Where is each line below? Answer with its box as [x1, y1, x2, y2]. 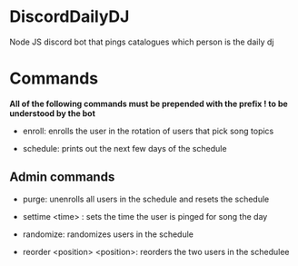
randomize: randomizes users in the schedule [22, 229, 194, 240]
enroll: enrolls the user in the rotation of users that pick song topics [22, 125, 274, 136]
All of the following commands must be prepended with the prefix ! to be [9, 98, 288, 109]
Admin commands [9, 170, 115, 185]
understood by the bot [9, 107, 95, 119]
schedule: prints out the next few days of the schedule [22, 143, 227, 153]
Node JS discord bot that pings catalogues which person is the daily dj [9, 36, 274, 47]
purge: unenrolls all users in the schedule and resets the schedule [22, 193, 270, 204]
